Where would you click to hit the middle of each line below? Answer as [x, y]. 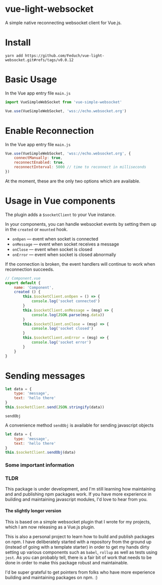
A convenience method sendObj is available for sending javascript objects [80, 425]
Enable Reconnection [50, 131]
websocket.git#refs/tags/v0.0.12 [39, 60]
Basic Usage [31, 79]
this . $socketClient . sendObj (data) [41, 453]
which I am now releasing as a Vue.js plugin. [50, 527]
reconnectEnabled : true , [39, 163]
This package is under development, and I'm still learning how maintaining [81, 489]
